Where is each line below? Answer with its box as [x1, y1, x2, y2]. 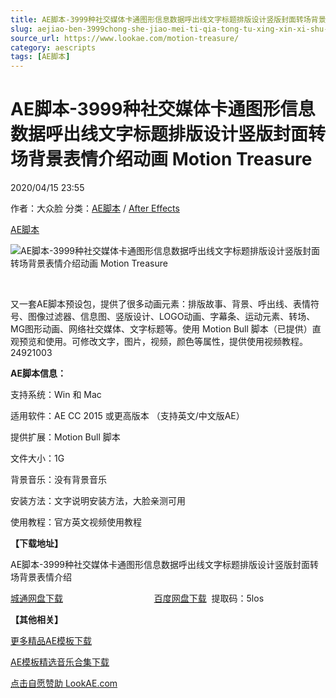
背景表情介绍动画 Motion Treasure [28, 148, 313, 171]
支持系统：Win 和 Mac [10, 389, 102, 401]
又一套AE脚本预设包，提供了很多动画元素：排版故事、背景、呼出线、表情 [10, 298, 312, 310]
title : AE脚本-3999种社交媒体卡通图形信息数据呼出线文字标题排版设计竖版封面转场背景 [10, 14, 327, 25]
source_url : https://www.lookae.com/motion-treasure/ [10, 33, 240, 43]
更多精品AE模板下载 [10, 635, 93, 647]
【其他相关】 [10, 614, 63, 626]
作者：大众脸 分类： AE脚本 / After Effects [10, 202, 180, 215]
